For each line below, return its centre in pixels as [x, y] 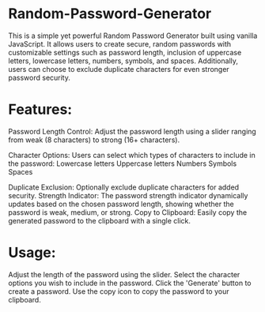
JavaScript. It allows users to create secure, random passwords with [120, 43]
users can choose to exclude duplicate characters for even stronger [119, 69]
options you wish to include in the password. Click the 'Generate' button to [130, 283]
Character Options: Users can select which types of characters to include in [132, 155]
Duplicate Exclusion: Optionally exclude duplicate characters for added [124, 187]
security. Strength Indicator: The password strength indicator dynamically [128, 195]
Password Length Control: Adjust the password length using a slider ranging [132, 131]
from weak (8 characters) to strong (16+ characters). [94, 140]
